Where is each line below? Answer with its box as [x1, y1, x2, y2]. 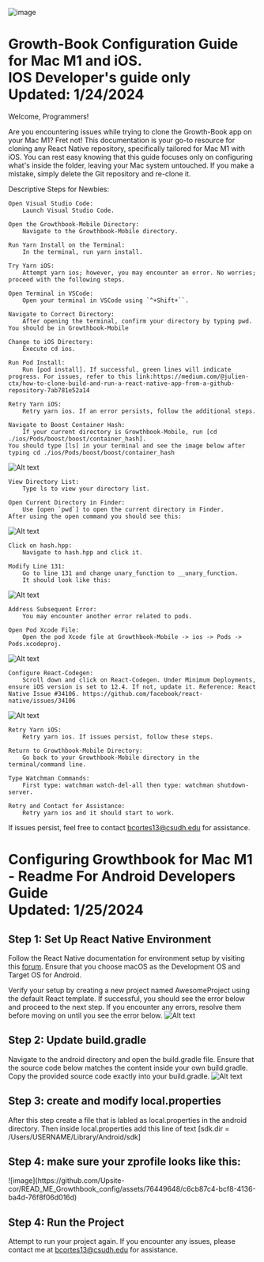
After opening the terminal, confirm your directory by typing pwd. [22, 317, 253, 325]
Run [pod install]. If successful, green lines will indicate [22, 365, 232, 373]
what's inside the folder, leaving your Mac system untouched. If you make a [8, 161, 255, 170]
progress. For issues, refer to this [8, 372, 133, 380]
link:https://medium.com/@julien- [135, 372, 249, 380]
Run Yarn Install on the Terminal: [8, 241, 126, 249]
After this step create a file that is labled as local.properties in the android [8, 1115, 247, 1124]
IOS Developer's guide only [8, 69, 191, 87]
